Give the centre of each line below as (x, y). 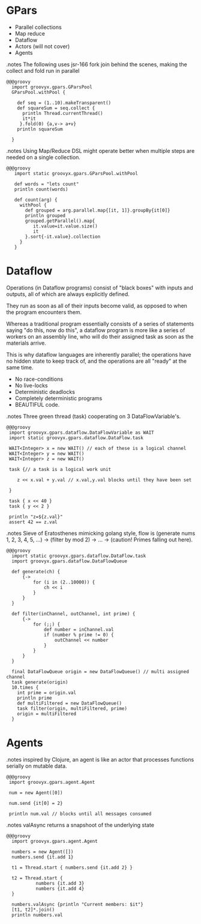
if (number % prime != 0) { (79, 635)
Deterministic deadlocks (45, 392)
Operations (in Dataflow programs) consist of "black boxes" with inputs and (100, 288)
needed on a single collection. (43, 157)
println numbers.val (37, 915)
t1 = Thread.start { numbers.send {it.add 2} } (72, 867)
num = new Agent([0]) (36, 793)
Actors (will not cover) (42, 46)
